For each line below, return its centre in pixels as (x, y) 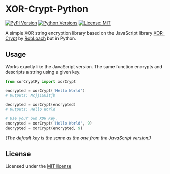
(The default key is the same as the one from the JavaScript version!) (78, 138)
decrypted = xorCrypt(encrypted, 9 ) (44, 128)
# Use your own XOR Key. (32, 119)
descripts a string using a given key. (43, 72)
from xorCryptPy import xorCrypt (41, 81)
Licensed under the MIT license (38, 166)
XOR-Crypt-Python (47, 9)
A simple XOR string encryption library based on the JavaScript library (79, 33)
